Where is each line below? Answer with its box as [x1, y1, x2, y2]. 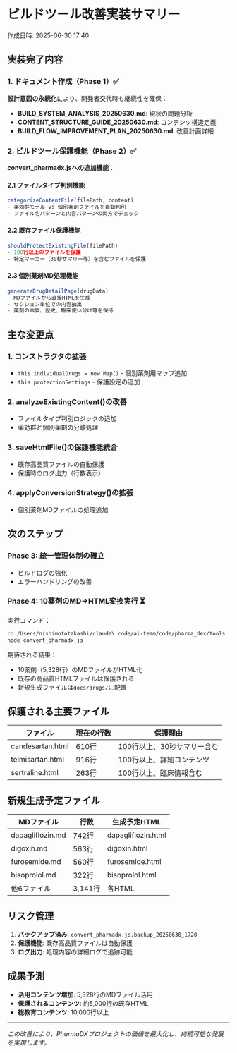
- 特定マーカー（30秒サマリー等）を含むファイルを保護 [7, 255, 147, 262]
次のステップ [7, 528, 63, 540]
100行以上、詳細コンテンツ [118, 755, 210, 765]
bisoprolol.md [11, 870, 56, 880]
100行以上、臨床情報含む [118, 768, 203, 778]
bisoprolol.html [107, 870, 157, 880]
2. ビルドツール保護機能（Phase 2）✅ [7, 146, 137, 156]
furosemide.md [11, 857, 61, 867]
